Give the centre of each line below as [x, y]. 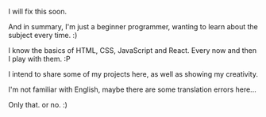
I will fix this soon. [38, 11]
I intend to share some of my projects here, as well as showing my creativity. [133, 74]
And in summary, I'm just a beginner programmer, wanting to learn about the [133, 26]
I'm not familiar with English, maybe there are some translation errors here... [132, 89]
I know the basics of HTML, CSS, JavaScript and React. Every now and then [133, 50]
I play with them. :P [39, 59]
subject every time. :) [43, 35]
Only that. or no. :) [38, 105]
